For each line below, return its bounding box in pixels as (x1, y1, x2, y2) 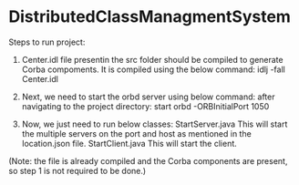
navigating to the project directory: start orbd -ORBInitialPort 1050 (21, 100, 270, 111)
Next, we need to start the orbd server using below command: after (21, 91, 275, 102)
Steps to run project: (8, 36, 86, 47)
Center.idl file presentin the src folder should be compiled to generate (21, 54, 284, 65)
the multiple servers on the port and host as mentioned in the (21, 128, 252, 139)
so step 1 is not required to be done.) (8, 165, 147, 176)
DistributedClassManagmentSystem (8, 6, 291, 27)
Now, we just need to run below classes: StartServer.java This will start (21, 118, 288, 129)
